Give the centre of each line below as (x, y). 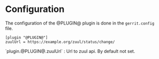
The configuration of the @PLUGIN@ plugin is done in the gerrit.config (80, 23)
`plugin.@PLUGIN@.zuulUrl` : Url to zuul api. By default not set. (70, 51)
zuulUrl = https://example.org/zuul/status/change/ (60, 42)
